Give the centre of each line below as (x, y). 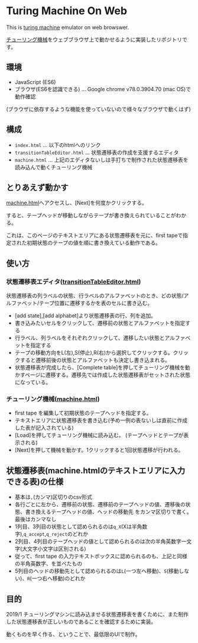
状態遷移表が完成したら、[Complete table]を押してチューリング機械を (100, 368)
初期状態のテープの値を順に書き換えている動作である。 (94, 243)
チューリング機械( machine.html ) (53, 399)
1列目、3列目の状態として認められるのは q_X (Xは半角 (78, 527)
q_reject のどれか (67, 534)
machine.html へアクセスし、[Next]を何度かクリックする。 (77, 203)
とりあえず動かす (37, 187)
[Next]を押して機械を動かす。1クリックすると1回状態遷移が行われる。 (99, 450)
